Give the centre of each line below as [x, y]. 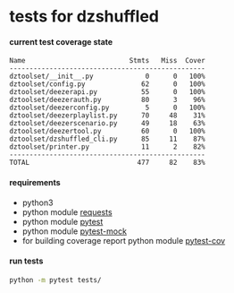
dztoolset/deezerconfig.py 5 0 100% [107, 108]
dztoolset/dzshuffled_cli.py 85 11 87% [107, 139]
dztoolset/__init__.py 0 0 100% [107, 77]
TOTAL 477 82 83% [107, 163]
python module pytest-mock [75, 231]
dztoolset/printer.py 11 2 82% [107, 147]
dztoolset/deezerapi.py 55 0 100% [107, 92]
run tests [26, 261]
